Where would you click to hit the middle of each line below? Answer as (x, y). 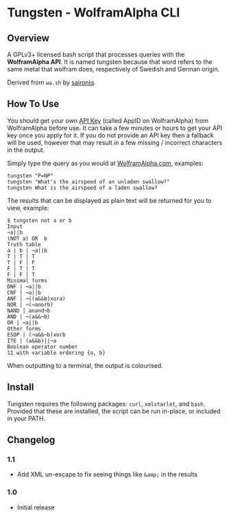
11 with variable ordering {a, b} (57, 353)
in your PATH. (26, 418)
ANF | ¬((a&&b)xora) (37, 298)
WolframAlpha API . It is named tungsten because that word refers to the (110, 62)
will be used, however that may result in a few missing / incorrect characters (115, 142)
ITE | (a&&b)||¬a (32, 341)
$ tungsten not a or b (39, 220)
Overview (28, 38)
